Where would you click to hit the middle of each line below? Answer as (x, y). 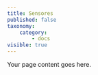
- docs (41, 39)
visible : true (27, 45)
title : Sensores (30, 13)
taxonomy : (21, 26)
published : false (32, 20)
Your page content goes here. (49, 64)
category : (34, 32)
